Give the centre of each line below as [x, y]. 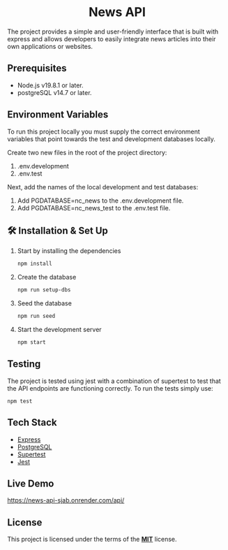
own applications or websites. [50, 46]
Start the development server [60, 330]
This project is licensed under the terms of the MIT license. [92, 540]
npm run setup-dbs [44, 290]
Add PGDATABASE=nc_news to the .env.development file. [100, 201]
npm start [32, 342]
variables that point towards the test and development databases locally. [112, 139]
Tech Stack [32, 422]
